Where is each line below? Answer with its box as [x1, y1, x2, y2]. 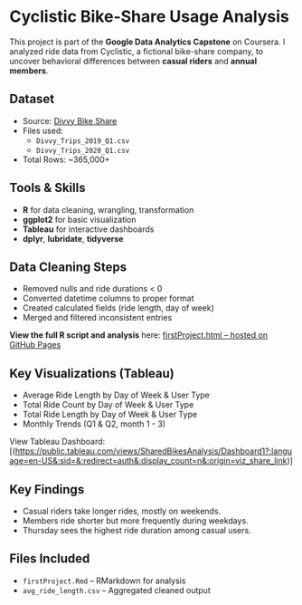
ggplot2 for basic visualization [22, 214, 137, 225]
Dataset [9, 91, 55, 107]
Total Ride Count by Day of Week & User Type [22, 399, 194, 410]
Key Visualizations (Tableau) [9, 365, 175, 381]
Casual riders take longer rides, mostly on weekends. [22, 505, 222, 516]
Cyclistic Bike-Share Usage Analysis [9, 6, 289, 27]
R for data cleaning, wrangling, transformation [22, 204, 194, 215]
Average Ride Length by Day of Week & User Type [22, 389, 210, 400]
